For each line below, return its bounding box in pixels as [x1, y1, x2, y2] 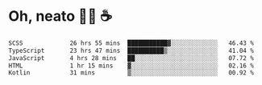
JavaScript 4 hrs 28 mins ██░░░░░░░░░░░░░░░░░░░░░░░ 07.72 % [8, 54, 254, 62]
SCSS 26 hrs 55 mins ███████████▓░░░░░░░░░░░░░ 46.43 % [8, 38, 254, 47]
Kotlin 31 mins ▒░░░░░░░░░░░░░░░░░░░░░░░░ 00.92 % [8, 69, 254, 77]
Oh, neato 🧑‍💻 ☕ [8, 7, 113, 26]
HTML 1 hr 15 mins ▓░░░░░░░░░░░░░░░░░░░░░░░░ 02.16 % [8, 62, 254, 70]
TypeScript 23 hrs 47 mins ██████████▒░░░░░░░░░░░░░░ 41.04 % [8, 47, 254, 55]
